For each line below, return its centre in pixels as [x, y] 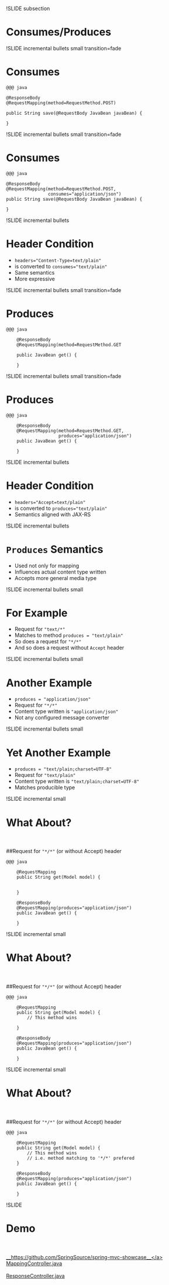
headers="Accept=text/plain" [50, 502]
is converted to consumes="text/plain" [61, 266]
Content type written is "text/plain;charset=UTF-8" [77, 782]
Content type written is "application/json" [66, 711]
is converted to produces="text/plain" [61, 508]
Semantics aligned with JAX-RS [53, 514]
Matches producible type [45, 787]
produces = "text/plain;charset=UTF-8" [63, 769]
